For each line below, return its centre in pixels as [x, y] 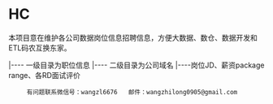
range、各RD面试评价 [45, 75]
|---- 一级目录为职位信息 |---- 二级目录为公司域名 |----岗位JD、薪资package [136, 65]
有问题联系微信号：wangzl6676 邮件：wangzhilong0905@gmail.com [132, 92]
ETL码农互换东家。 [40, 48]
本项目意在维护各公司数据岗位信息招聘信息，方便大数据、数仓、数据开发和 [133, 37]
